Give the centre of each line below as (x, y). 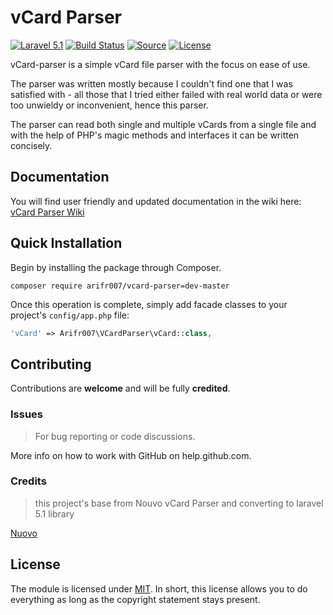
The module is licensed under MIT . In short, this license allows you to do (159, 588)
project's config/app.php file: (70, 315)
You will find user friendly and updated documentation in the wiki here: (156, 201)
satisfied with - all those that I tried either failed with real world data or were (166, 94)
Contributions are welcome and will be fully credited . (120, 388)
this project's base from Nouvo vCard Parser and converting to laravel (179, 503)
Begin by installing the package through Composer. (116, 267)
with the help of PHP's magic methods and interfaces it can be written (155, 135)
